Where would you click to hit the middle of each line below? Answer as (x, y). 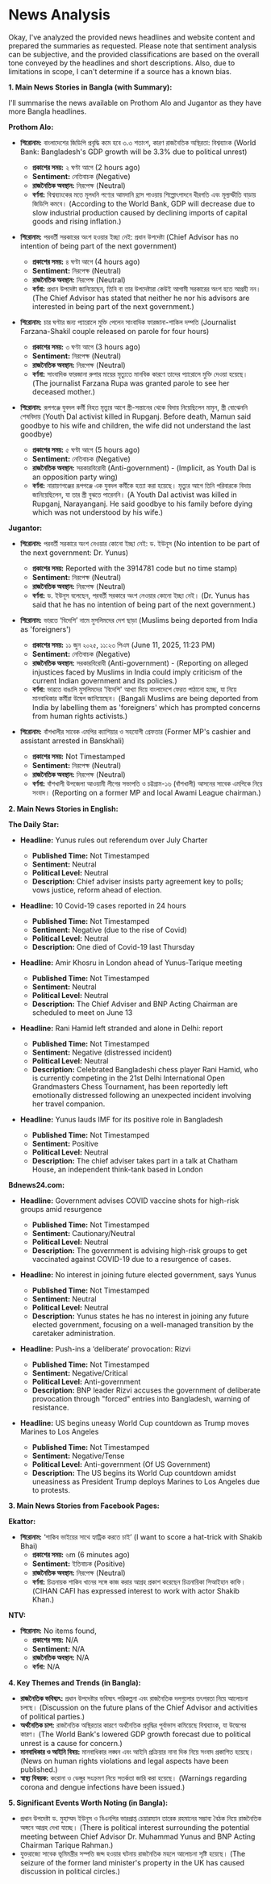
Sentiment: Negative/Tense (78, 1456)
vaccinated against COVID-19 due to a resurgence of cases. (131, 1259)
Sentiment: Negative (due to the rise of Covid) (109, 929)
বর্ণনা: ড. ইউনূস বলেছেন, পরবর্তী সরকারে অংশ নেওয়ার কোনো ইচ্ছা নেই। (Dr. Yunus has (141, 595)
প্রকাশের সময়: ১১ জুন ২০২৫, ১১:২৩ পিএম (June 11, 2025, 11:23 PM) (123, 645)
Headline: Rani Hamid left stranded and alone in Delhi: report (121, 1028)
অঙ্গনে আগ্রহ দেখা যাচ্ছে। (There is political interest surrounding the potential (135, 1827)
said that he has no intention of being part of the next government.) (144, 604)
